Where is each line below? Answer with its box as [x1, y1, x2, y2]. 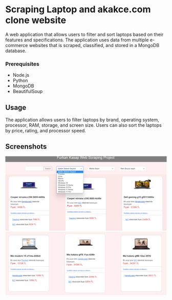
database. [5, 48, 27, 54]
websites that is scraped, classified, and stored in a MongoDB [29, 42, 160, 48]
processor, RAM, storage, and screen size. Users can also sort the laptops [5, 122, 162, 128]
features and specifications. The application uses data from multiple [5, 37, 149, 43]
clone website [5, 14, 67, 26]
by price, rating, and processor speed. [5, 128, 86, 134]
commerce [5, 42, 28, 48]
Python [12, 78, 28, 84]
